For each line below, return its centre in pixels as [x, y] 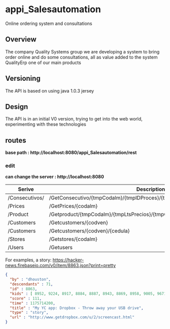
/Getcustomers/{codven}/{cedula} [89, 231]
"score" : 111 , [26, 298]
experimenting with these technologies [46, 124]
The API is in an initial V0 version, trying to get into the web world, [74, 119]
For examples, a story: [28, 260]
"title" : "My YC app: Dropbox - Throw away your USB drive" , [77, 308]
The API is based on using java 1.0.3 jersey [50, 91]
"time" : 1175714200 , [33, 303]
